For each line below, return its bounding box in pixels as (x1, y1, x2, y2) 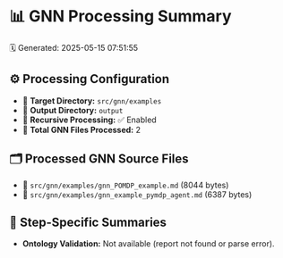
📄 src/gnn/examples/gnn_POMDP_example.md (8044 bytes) (21, 179, 229, 190)
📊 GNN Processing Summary (9, 6, 232, 27)
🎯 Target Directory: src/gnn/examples (21, 95, 162, 106)
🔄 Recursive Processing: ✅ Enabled (21, 114, 157, 125)
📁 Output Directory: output (21, 104, 124, 115)
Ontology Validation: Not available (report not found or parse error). (21, 238, 275, 249)
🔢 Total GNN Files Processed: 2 (21, 124, 141, 135)
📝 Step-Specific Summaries (9, 214, 167, 229)
